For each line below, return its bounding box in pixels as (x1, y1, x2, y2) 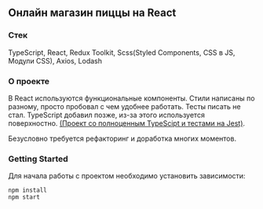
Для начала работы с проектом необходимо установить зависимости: (8, 171, 246, 181)
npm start (8, 193, 41, 201)
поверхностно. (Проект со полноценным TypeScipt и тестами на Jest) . (8, 118, 246, 128)
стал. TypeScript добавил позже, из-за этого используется (8, 110, 206, 119)
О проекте (8, 75, 49, 86)
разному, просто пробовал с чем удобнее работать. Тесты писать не (8, 101, 241, 111)
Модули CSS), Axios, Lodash (8, 56, 102, 65)
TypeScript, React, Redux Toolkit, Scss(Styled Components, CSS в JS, (8, 47, 236, 57)
